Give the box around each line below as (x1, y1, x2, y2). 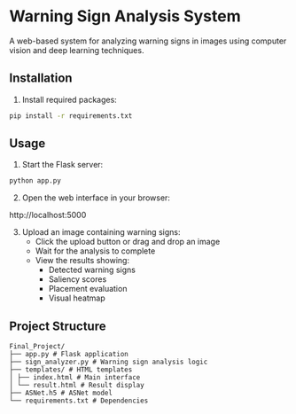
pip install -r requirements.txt (9, 111, 133, 121)
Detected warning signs (48, 264, 136, 276)
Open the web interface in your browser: (21, 192, 171, 203)
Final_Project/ (9, 342, 66, 351)
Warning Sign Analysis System (9, 6, 241, 27)
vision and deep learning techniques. (9, 44, 144, 55)
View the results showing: (35, 255, 130, 266)
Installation (9, 71, 73, 86)
